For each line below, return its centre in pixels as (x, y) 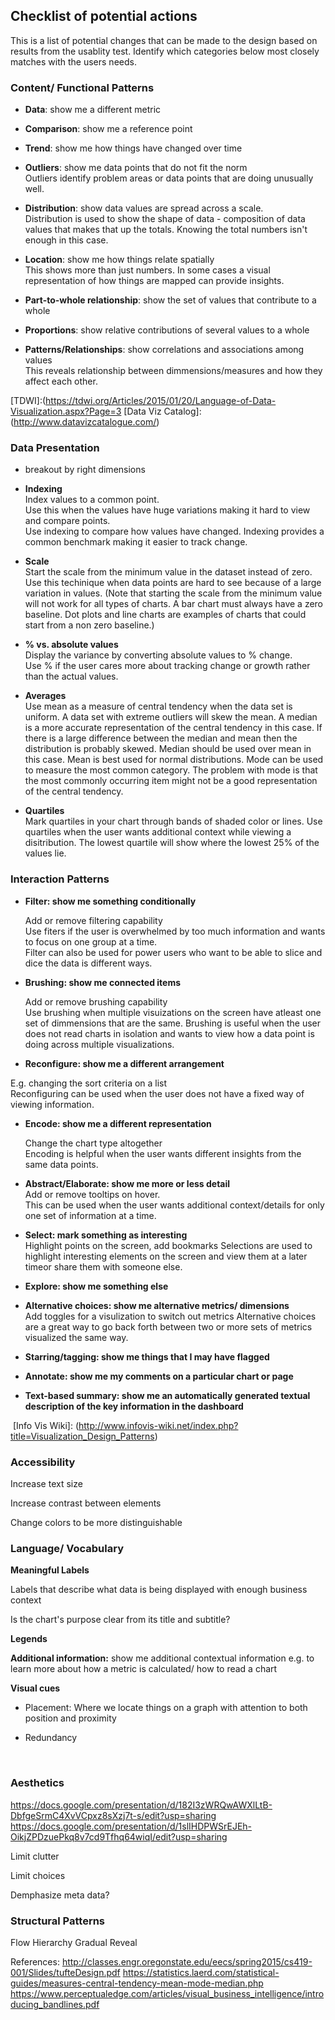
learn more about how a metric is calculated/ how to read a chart (144, 1669)
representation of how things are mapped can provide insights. (154, 281)
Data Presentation (55, 448)
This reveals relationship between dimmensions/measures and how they (173, 371)
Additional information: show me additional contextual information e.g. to (162, 1658)
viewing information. (52, 1104)
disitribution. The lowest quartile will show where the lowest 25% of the (172, 843)
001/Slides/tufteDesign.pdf (65, 1972)
